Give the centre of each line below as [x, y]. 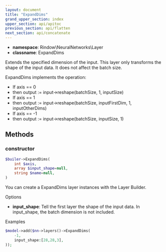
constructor [20, 149]
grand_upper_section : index [34, 19]
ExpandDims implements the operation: [46, 77]
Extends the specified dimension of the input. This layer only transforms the [83, 62]
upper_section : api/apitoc [33, 24]
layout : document [23, 10]
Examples [15, 222]
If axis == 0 [24, 87]
